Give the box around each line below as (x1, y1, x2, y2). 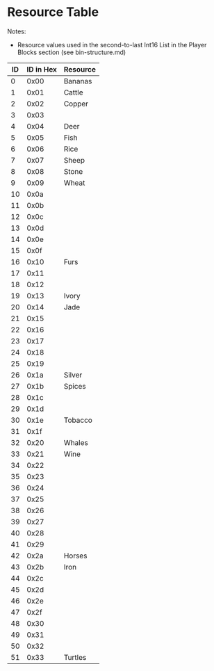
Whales (63, 437, 88, 447)
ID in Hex (26, 64, 58, 74)
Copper (63, 99, 89, 108)
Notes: (7, 27, 26, 35)
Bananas (63, 76, 92, 86)
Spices (63, 381, 86, 391)
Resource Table (7, 4, 99, 20)
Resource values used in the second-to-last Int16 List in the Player (17, 40, 207, 49)
